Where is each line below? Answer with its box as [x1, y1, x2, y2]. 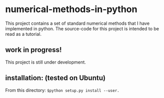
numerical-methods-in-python [5, 4, 138, 15]
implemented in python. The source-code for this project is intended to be [5, 25, 159, 31]
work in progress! [5, 45, 62, 54]
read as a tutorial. [5, 31, 42, 37]
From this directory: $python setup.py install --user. [5, 87, 120, 93]
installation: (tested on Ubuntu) [5, 74, 106, 82]
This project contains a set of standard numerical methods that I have [5, 20, 150, 26]
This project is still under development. [5, 59, 86, 65]
